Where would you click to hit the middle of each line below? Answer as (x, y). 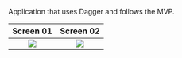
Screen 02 (80, 31)
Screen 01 (33, 31)
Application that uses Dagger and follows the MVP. (91, 12)
